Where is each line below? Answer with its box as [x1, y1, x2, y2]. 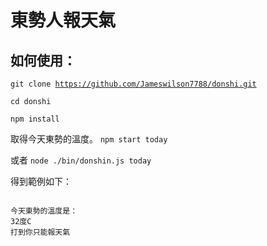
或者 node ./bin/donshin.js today [10, 154, 152, 166]
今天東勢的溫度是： [10, 206, 78, 216]
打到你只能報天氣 [10, 227, 71, 237]
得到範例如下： [10, 176, 72, 187]
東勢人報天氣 [10, 9, 117, 32]
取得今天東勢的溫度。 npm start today [10, 133, 168, 145]
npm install [10, 114, 60, 124]
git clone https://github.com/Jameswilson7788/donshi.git [10, 79, 257, 89]
